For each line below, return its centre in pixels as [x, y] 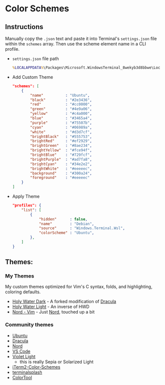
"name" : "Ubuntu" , [60, 95]
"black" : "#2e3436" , [61, 100]
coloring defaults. [23, 292]
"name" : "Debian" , [66, 224]
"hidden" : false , [63, 219]
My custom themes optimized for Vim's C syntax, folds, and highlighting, [79, 287]
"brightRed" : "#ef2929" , [61, 141]
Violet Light [24, 356]
